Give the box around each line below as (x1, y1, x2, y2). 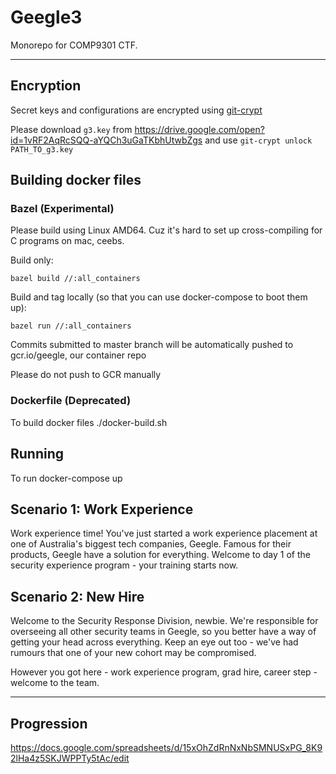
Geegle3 (10, 6, 83, 29)
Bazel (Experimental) (10, 202, 115, 216)
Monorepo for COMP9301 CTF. (10, 39, 138, 51)
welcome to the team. (10, 677, 100, 689)
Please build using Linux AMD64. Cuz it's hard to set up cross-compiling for (10, 224, 323, 236)
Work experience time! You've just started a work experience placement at (10, 527, 318, 540)
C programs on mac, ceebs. (10, 235, 125, 247)
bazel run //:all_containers (10, 321, 132, 331)
